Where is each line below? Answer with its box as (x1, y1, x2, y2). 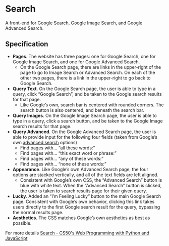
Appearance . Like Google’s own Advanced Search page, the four (12, 166, 149, 172)
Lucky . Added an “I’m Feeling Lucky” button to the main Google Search (12, 193, 161, 199)
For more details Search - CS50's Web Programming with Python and (5, 230, 150, 236)
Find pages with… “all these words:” (20, 145, 95, 151)
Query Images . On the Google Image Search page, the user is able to (12, 112, 157, 118)
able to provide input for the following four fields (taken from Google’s (12, 134, 158, 140)
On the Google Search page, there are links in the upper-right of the (20, 64, 161, 70)
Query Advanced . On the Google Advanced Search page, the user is (12, 129, 156, 135)
